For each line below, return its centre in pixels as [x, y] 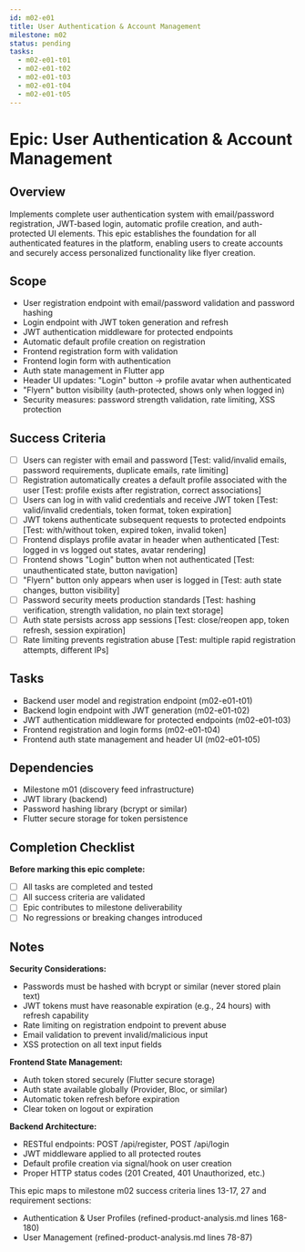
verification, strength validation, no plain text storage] [123, 610]
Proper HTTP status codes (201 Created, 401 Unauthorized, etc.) [144, 1173]
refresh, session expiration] [74, 630]
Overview [38, 192]
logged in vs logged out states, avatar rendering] [114, 550]
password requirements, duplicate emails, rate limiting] [126, 471]
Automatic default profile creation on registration [114, 341]
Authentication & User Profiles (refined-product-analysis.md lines [145, 1218]
